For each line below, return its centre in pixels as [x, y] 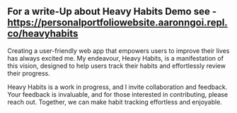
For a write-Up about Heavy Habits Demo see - [112, 12]
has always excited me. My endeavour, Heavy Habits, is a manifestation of [116, 58]
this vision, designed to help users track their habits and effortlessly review [117, 66]
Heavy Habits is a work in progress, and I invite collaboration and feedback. [117, 87]
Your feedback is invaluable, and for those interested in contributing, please [118, 94]
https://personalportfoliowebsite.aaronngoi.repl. [117, 23]
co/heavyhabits [43, 34]
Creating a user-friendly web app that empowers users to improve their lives [118, 50]
